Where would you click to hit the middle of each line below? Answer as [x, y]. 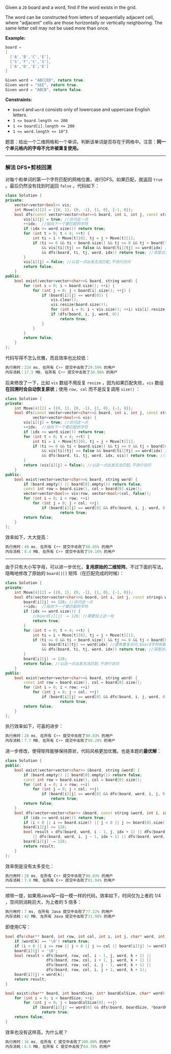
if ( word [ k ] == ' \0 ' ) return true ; [52, 941]
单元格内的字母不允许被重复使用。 [45, 148]
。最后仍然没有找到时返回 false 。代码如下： [52, 186]
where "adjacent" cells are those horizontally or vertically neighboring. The [84, 23]
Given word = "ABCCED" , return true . [45, 80]
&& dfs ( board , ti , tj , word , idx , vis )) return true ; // [103, 456]
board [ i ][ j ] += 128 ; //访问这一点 [58, 602]
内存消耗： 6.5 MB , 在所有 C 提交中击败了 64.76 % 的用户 [58, 1046]
